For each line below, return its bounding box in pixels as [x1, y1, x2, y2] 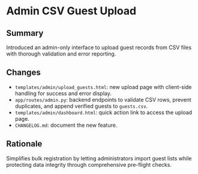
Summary [6, 28, 44, 38]
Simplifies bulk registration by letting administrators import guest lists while [6, 154, 192, 162]
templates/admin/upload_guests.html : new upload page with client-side [14, 83, 192, 90]
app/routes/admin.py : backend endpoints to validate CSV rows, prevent [14, 96, 192, 103]
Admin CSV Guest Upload [6, 4, 137, 18]
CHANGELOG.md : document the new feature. [14, 121, 118, 129]
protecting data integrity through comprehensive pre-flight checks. [6, 161, 172, 168]
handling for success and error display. [14, 90, 112, 97]
